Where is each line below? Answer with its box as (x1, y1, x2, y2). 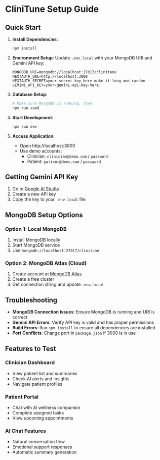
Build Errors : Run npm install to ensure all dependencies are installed (12, 325, 156, 331)
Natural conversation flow (12, 439, 65, 445)
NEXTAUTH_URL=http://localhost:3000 (12, 74, 88, 79)
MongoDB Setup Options (5, 210, 83, 219)
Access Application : (12, 133, 55, 139)
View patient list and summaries (12, 370, 78, 376)
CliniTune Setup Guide (5, 3, 99, 15)
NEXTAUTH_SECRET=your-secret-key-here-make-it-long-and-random (12, 78, 146, 83)
